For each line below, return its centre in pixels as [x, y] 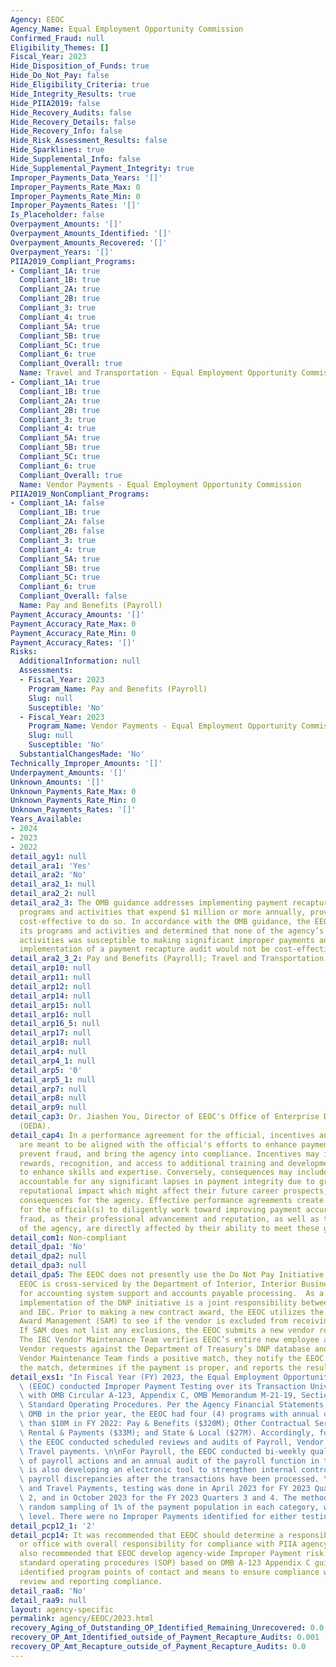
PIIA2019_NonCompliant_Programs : [80, 494]
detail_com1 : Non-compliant [69, 1237]
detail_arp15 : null [51, 1005]
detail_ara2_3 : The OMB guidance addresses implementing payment [149, 903]
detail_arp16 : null [51, 1014]
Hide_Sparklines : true [57, 150]
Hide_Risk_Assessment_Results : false [89, 141]
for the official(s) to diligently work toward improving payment [160, 1209]
